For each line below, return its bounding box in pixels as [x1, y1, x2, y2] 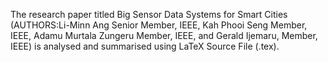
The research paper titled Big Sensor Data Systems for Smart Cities [10, 9, 288, 20]
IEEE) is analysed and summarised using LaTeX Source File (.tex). [10, 40, 280, 52]
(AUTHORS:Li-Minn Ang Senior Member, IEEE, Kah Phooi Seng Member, [10, 19, 308, 31]
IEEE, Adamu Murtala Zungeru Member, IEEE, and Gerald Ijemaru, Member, [10, 30, 318, 41]
